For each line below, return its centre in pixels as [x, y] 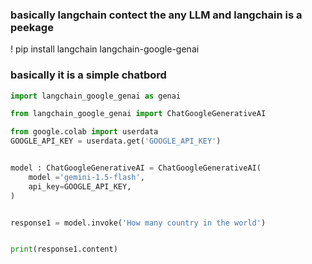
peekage [32, 27]
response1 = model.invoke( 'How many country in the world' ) [138, 223]
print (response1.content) [64, 249]
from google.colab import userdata [84, 132]
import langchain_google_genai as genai [96, 96]
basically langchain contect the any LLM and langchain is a [156, 15]
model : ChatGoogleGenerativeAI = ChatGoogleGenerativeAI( [136, 168]
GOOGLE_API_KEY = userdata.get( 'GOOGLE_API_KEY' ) [116, 141]
